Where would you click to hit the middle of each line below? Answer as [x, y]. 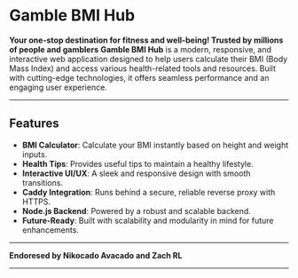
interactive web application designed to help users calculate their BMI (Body [149, 59]
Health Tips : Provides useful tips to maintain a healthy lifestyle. [138, 163]
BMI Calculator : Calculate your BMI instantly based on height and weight [155, 145]
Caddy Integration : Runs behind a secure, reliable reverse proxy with [149, 192]
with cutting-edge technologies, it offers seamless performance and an [139, 77]
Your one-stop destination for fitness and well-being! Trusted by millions [146, 40]
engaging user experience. [59, 87]
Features [34, 124]
